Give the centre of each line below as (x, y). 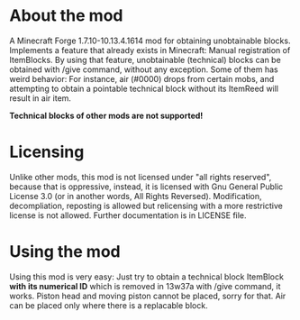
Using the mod (65, 252)
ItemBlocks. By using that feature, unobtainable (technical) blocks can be (145, 59)
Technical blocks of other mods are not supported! (106, 115)
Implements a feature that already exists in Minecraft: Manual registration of (150, 50)
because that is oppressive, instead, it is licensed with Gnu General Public (146, 187)
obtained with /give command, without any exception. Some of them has (144, 69)
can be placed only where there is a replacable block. (109, 305)
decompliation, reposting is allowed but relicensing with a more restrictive (146, 206)
